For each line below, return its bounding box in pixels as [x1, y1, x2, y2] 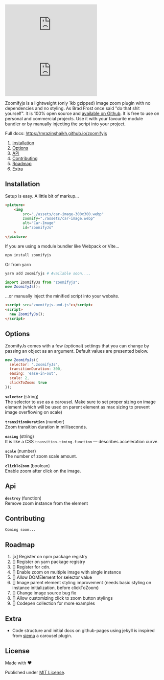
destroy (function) [5, 495, 42, 501]
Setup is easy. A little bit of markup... [5, 193, 79, 199]
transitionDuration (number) [5, 418, 65, 425]
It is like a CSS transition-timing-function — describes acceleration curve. [5, 438, 159, 444]
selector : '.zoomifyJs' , [9, 362, 60, 367]
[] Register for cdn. [12, 564, 50, 570]
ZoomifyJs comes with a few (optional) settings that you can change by [5, 342, 149, 349]
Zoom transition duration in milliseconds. [5, 424, 87, 430]
